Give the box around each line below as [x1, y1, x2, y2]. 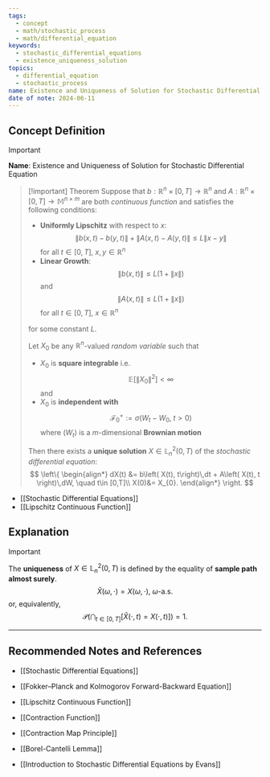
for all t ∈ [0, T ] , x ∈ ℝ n [39, 306, 119, 318]
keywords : [8, 42, 42, 50]
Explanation [8, 525, 70, 539]
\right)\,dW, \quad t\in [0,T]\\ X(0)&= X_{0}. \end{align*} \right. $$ [36, 478, 254, 487]
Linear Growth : [39, 257, 91, 266]
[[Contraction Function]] [19, 713, 100, 722]
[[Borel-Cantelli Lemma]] [19, 743, 103, 753]
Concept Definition [8, 124, 106, 138]
